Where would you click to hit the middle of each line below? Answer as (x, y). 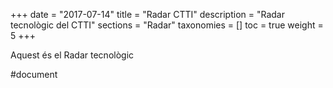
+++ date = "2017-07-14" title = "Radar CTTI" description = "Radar (147, 14)
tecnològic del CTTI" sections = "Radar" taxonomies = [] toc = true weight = (167, 25)
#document (34, 74)
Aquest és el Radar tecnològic (72, 55)
